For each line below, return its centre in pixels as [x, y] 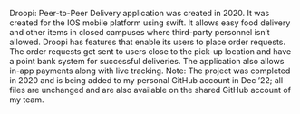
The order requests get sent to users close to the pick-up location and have [150, 52]
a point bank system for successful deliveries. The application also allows [147, 61]
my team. [27, 100]
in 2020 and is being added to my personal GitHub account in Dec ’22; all [146, 80]
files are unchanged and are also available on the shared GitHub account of [150, 90]
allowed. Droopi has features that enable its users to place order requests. [148, 42]
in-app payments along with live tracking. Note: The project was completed [150, 71]
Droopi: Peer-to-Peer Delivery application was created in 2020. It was [140, 13]
